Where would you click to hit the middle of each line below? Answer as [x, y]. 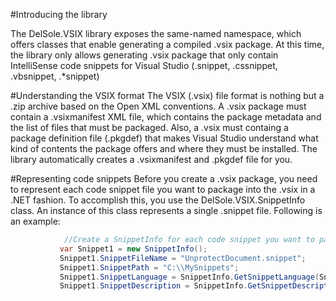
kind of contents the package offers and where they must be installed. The [164, 148]
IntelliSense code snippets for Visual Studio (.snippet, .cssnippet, [144, 65]
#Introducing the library [59, 14]
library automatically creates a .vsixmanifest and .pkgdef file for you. [151, 159]
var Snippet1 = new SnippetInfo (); [133, 249]
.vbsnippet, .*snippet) [55, 76]
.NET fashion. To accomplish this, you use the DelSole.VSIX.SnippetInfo [158, 200]
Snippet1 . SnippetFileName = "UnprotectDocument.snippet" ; [183, 258]
